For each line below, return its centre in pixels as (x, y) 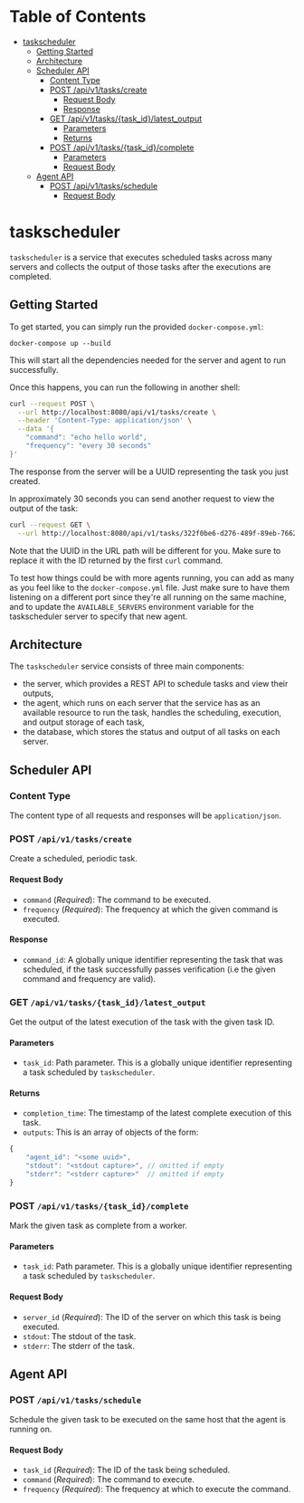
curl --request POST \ (52, 404)
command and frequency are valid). (89, 978)
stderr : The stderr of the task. (79, 1346)
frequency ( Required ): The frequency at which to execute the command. (157, 1489)
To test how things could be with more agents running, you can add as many (152, 577)
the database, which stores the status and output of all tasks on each (151, 732)
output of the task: (44, 508)
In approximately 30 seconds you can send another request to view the (142, 499)
